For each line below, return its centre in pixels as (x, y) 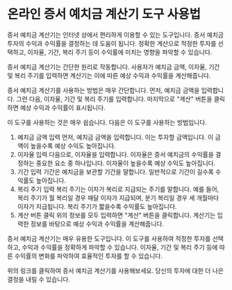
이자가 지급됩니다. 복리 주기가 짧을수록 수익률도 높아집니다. (97, 206)
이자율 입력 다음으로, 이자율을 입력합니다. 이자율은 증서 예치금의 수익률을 (115, 154)
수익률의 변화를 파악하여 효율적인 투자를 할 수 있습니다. (89, 256)
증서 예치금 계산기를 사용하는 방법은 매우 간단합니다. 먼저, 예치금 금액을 (103, 90)
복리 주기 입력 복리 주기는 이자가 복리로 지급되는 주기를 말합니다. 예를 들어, (118, 189)
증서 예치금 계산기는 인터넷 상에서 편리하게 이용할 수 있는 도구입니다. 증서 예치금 (116, 35)
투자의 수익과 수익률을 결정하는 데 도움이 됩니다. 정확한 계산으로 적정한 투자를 (112, 43)
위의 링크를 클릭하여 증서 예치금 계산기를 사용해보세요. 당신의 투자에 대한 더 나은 (116, 271)
